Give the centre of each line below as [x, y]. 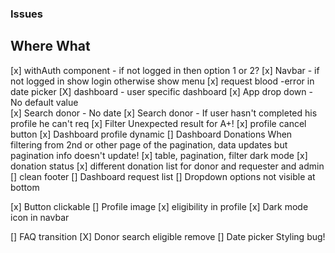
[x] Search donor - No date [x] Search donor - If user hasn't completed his [164, 113]
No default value [44, 102]
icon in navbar [40, 217]
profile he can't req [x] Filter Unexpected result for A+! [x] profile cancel [158, 123]
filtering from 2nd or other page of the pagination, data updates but [149, 144]
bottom [25, 187]
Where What [50, 46]
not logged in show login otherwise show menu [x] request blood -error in [162, 81]
